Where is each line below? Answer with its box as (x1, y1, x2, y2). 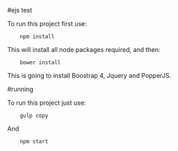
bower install (20, 59, 61, 66)
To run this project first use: (7, 20, 88, 27)
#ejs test (7, 6, 33, 14)
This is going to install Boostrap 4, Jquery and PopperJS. (7, 72, 172, 79)
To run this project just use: (7, 98, 86, 107)
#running (7, 85, 34, 93)
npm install (20, 33, 55, 40)
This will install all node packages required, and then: (7, 46, 161, 53)
